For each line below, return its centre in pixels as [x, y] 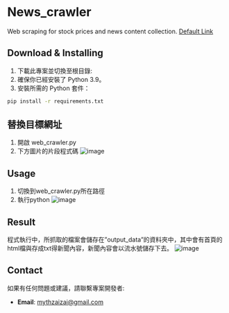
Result [22, 222]
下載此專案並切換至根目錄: [54, 71]
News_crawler [49, 12]
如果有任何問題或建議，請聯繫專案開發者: [66, 288]
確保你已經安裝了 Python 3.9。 [61, 79]
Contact [25, 270]
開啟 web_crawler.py [46, 142]
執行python [33, 200]
